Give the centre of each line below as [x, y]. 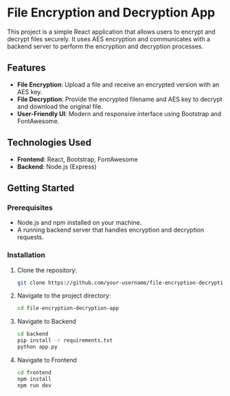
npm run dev [34, 385]
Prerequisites [30, 208]
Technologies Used [49, 143]
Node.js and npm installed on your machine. [79, 223]
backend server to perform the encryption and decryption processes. [105, 46]
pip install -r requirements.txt [65, 341]
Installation [26, 255]
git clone [31, 283]
